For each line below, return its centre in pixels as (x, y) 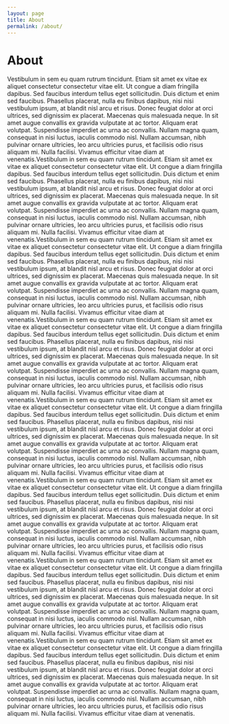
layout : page (26, 13)
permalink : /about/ (35, 26)
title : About (26, 20)
